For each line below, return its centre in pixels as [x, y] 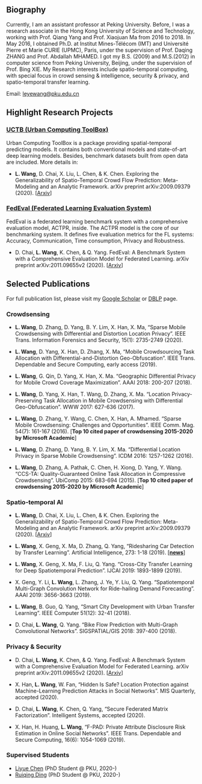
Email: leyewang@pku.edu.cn [43, 93]
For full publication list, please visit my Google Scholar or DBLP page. [92, 298]
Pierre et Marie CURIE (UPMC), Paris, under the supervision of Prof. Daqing [99, 50]
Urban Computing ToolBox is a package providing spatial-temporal [89, 143]
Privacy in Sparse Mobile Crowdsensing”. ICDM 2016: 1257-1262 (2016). [104, 455]
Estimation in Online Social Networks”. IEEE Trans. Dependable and [98, 733]
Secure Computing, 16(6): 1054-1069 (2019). [70, 739]
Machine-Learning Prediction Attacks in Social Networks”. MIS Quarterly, [105, 691]
